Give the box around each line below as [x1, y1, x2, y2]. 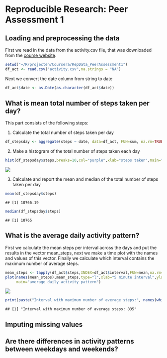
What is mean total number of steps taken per [5, 99, 150, 108]
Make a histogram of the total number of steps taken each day [12, 148, 140, 154]
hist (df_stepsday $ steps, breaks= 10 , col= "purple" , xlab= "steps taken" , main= [5, 158, 162, 163]
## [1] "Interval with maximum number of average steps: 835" [5, 307, 137, 312]
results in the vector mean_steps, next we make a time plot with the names [5, 250, 158, 256]
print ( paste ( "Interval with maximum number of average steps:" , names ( [5, 298, 157, 303]
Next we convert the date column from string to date [5, 76, 113, 82]
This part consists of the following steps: [5, 120, 88, 126]
